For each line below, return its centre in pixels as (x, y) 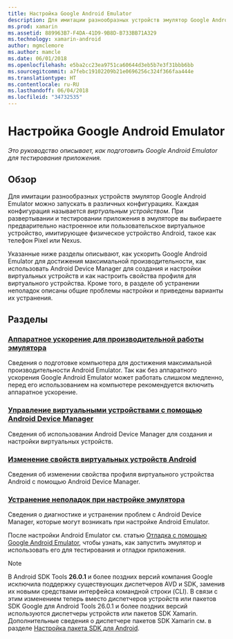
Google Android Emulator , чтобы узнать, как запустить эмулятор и (105, 543)
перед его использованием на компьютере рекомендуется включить (111, 385)
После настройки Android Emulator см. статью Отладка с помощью (108, 535)
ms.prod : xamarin (33, 26)
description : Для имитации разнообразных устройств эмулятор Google (109, 20)
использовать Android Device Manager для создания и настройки (104, 268)
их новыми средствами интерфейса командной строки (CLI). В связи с (113, 591)
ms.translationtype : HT (42, 78)
